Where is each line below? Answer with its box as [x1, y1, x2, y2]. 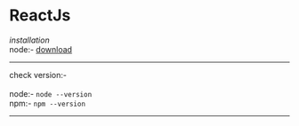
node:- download [9, 43, 73, 54]
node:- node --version [9, 88, 93, 98]
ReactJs [9, 5, 71, 26]
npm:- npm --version [9, 98, 86, 108]
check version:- [9, 69, 68, 80]
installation [9, 35, 51, 45]
